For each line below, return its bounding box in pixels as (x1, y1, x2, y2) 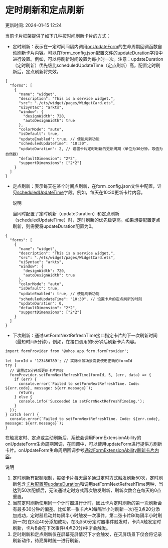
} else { (14, 394, 33, 399)
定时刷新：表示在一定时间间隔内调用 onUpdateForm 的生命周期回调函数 (12, 43, 158, 49)
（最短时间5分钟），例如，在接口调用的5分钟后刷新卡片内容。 (12, 338, 139, 344)
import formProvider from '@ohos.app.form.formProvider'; (5, 348, 129, 354)
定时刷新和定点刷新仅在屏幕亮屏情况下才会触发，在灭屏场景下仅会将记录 (12, 531, 162, 537)
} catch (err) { (5, 412, 39, 417)
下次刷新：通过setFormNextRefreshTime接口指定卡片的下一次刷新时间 (12, 332, 158, 338)
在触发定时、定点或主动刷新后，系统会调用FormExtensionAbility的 (5, 435, 141, 441)
